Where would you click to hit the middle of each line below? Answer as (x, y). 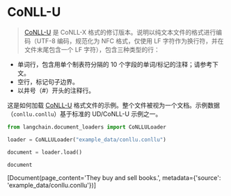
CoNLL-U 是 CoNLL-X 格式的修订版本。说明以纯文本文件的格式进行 (120, 32)
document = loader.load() (45, 152)
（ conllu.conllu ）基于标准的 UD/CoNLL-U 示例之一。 (85, 114)
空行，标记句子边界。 (48, 81)
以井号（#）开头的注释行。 (56, 90)
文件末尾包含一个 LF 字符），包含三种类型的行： (92, 49)
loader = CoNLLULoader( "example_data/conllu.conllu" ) (87, 140)
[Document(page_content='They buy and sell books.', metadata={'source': (114, 178)
